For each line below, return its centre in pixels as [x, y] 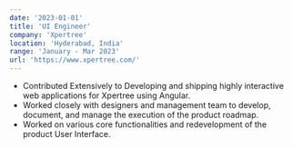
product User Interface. [66, 134]
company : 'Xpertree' [49, 35]
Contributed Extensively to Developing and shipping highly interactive [153, 86]
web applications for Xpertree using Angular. [106, 95]
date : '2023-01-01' [46, 18]
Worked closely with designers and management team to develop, [146, 105]
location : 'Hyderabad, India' [67, 43]
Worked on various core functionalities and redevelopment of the [145, 124]
